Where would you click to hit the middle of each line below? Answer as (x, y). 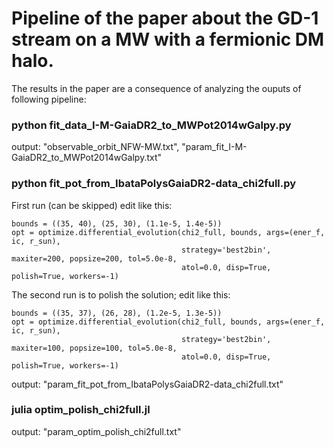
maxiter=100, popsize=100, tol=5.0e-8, (94, 348)
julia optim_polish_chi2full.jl (81, 410)
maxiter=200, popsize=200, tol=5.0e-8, (94, 258)
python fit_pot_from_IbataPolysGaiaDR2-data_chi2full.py (154, 184)
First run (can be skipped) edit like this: (92, 205)
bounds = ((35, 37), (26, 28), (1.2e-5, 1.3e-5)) (117, 313)
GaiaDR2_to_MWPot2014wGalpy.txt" (87, 158)
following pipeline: (49, 99)
